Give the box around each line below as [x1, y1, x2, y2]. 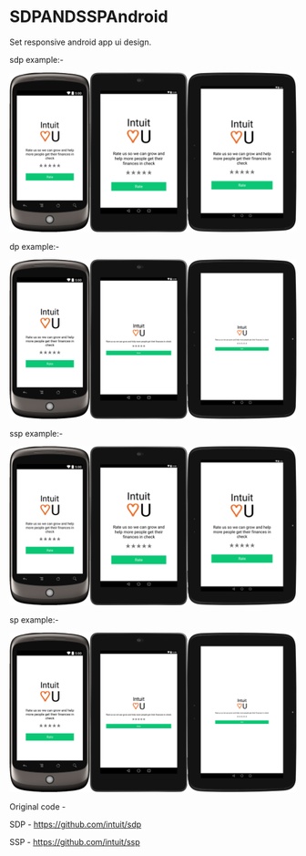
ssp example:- [9, 428, 64, 438]
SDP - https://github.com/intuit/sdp [9, 819, 142, 830]
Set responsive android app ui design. [9, 36, 152, 47]
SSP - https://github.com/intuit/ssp [9, 837, 141, 848]
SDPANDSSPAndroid [9, 6, 168, 27]
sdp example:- [9, 54, 64, 65]
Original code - [9, 801, 66, 812]
